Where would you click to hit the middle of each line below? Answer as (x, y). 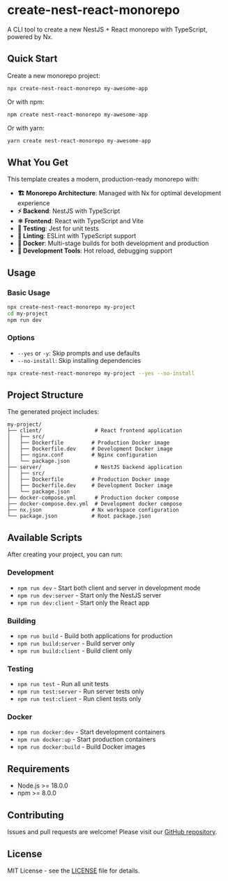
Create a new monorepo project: (54, 75)
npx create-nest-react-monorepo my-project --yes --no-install (101, 373)
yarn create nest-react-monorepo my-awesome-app (79, 141)
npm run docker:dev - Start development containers (91, 732)
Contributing (36, 815)
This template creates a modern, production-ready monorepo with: (104, 179)
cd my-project (28, 313)
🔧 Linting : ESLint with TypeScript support (77, 236)
